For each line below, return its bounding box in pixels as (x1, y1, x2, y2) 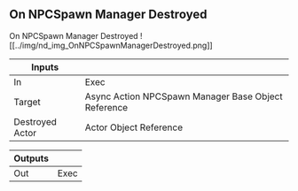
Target (13, 95, 42, 108)
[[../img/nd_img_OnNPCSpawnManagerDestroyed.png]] (9, 40, 213, 50)
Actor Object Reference (84, 121, 184, 134)
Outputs (13, 152, 49, 164)
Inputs (30, 61, 59, 73)
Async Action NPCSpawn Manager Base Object (84, 90, 283, 103)
